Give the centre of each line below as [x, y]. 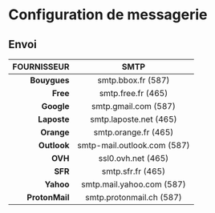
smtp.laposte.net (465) [134, 119]
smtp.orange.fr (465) [134, 132]
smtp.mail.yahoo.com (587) [134, 184]
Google [55, 106]
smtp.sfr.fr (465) [134, 171]
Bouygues [50, 80]
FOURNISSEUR [41, 67]
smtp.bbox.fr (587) [134, 80]
